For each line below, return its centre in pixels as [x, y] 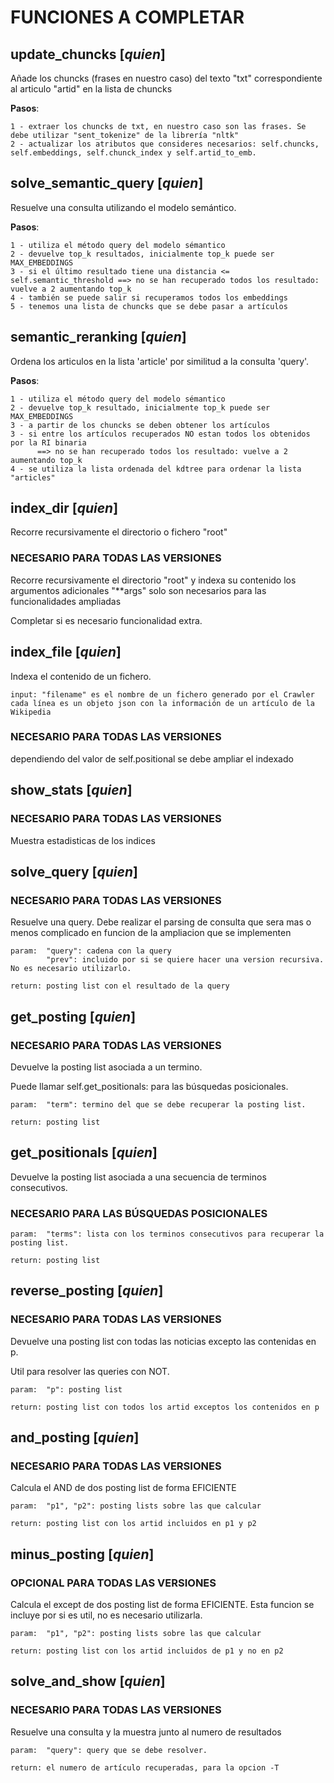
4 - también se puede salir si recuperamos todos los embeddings [149, 297]
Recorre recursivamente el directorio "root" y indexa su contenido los [153, 580]
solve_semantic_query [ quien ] [107, 183]
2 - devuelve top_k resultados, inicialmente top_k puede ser [142, 254]
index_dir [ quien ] [64, 508]
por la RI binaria [48, 442]
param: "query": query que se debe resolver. [109, 1750]
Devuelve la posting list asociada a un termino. [106, 1067]
